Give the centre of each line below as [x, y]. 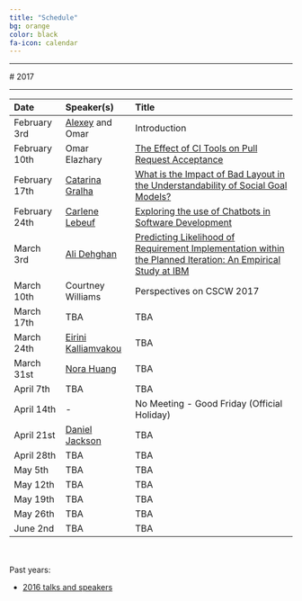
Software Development [183, 223]
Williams [83, 297]
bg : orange [30, 26]
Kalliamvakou [93, 349]
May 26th [34, 514]
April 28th [35, 455]
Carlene [82, 211]
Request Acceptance [179, 160]
